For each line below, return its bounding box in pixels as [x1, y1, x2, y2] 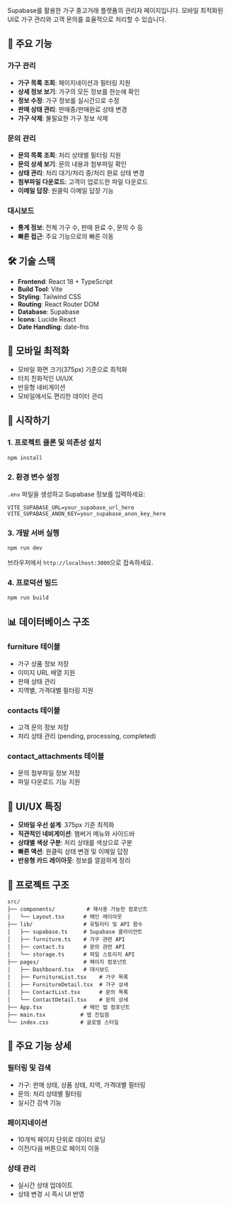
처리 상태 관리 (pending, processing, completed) [17, 732, 157, 741]
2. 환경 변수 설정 [7, 472, 60, 482]
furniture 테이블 [7, 642, 61, 652]
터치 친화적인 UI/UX [17, 374, 74, 382]
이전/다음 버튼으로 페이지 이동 [17, 1144, 100, 1152]
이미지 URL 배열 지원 [17, 668, 76, 677]
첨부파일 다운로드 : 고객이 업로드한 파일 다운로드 [17, 177, 149, 186]
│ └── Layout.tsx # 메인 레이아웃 [7, 913, 122, 921]
